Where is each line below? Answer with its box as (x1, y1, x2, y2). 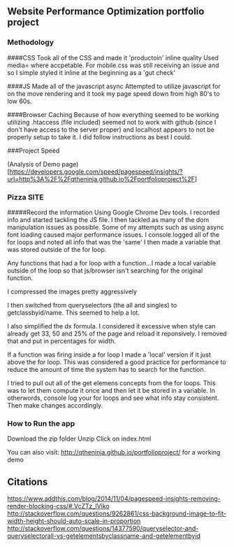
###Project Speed (7, 146, 60, 155)
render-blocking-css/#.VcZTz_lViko (7, 502, 110, 511)
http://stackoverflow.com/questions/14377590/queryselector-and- (7, 525, 199, 533)
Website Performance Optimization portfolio (7, 6, 205, 18)
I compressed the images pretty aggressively (7, 287, 138, 296)
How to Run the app (7, 418, 75, 428)
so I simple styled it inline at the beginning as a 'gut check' (7, 68, 176, 76)
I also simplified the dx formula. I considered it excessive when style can (7, 321, 216, 330)
